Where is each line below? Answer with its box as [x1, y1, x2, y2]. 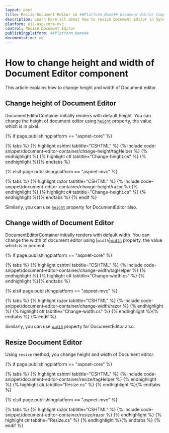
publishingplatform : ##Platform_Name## [5, 31, 89, 36]
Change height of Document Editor [5, 99, 117, 108]
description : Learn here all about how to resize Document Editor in [5, 17, 154, 22]
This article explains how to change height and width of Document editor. [5, 84, 157, 91]
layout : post [5, 7, 33, 13]
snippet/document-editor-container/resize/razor [5, 412, 105, 418]
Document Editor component [5, 68, 129, 80]
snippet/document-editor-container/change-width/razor [5, 303, 122, 309]
